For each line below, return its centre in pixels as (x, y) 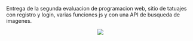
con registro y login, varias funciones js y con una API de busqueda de (93, 15)
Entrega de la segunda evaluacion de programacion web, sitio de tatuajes (96, 8)
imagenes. (19, 21)
